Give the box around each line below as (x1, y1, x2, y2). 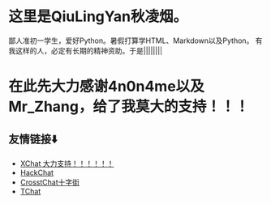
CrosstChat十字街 (19, 177, 80, 187)
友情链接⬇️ (8, 132, 58, 146)
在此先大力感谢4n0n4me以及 (8, 78, 204, 96)
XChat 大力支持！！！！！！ (19, 159, 114, 168)
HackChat (19, 168, 54, 177)
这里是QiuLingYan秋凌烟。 (8, 7, 188, 26)
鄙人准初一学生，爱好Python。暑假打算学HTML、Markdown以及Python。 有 (8, 36, 263, 45)
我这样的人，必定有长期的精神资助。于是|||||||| (8, 45, 163, 55)
